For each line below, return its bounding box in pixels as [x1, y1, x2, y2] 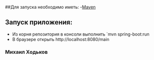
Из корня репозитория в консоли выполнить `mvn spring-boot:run [12, 31, 150, 37]
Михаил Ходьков [5, 48, 48, 55]
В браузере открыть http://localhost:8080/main [12, 36, 110, 42]
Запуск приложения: [5, 18, 72, 26]
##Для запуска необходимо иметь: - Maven [5, 4, 96, 10]
